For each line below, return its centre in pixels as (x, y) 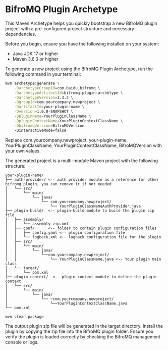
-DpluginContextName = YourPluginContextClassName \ (69, 121)
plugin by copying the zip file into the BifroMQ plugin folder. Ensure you (79, 331)
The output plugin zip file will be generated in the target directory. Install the (84, 326)
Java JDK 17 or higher (35, 54)
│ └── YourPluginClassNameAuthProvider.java (73, 206)
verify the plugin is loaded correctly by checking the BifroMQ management (83, 337)
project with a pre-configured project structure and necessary (70, 28)
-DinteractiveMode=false (40, 130)
